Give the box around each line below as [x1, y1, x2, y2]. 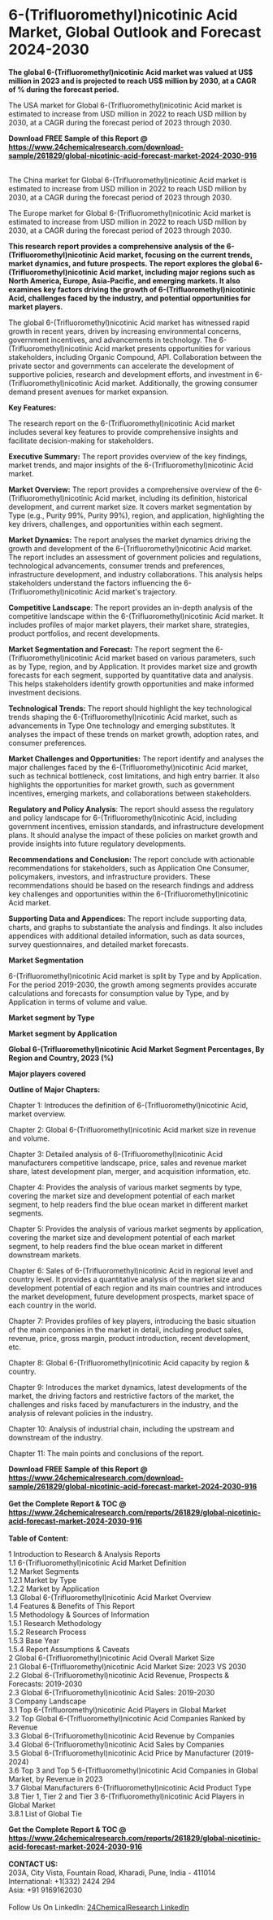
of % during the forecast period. [8, 84, 119, 94]
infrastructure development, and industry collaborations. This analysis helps [8, 569, 263, 579]
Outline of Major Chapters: [8, 1085, 101, 1094]
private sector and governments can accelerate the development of [8, 361, 235, 370]
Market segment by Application [8, 1028, 118, 1038]
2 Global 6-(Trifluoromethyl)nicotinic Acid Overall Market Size [8, 1653, 215, 1663]
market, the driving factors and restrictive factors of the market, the [8, 1391, 235, 1401]
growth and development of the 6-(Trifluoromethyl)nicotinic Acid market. [8, 543, 253, 553]
